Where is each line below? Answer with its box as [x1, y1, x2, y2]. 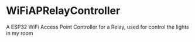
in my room [6, 29, 33, 36]
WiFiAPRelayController [6, 4, 121, 17]
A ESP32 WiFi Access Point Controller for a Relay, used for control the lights [6, 23, 189, 30]
